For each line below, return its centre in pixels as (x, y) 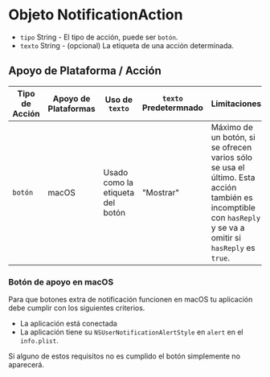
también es (232, 197)
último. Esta (233, 177)
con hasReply (236, 217)
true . (221, 257)
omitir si (226, 237)
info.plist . (39, 341)
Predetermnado (172, 108)
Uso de (119, 100)
